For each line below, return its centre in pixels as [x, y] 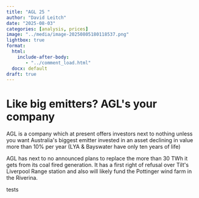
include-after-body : [43, 57]
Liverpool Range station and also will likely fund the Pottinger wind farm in [99, 171]
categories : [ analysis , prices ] [47, 29]
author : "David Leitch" [37, 18]
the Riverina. [22, 178]
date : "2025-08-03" [31, 23]
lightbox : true [26, 40]
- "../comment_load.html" [58, 63]
